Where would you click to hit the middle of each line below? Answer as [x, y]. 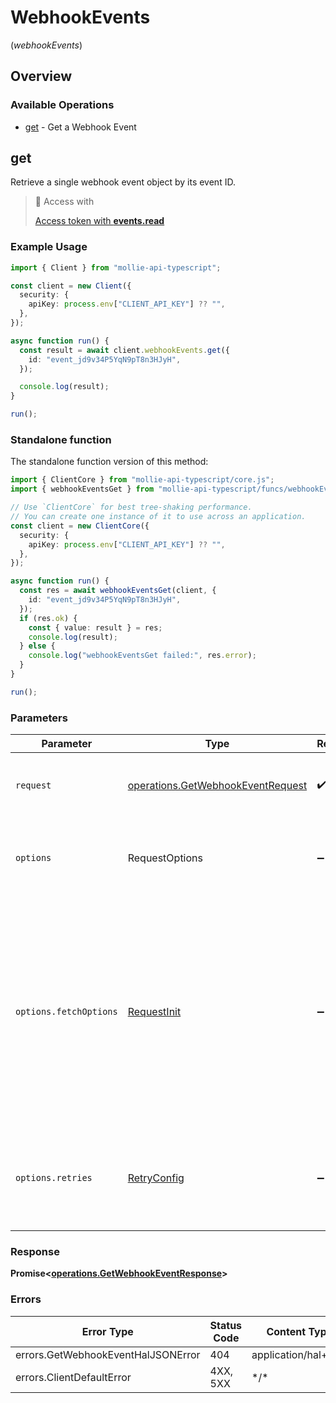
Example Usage [49, 247]
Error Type [107, 1331]
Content [286, 1331]
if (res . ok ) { [48, 618]
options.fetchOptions [66, 1012]
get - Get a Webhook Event [80, 127]
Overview [41, 76]
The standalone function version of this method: [109, 462]
